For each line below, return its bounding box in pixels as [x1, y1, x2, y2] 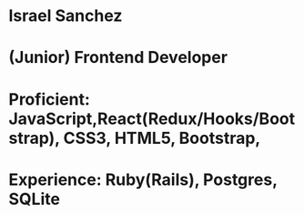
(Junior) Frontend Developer [8, 47, 228, 68]
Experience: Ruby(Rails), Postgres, [8, 169, 278, 189]
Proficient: [8, 88, 90, 109]
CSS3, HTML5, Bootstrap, [63, 128, 261, 148]
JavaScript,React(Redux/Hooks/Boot [8, 108, 296, 128]
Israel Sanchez [8, 5, 123, 26]
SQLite [8, 189, 61, 210]
